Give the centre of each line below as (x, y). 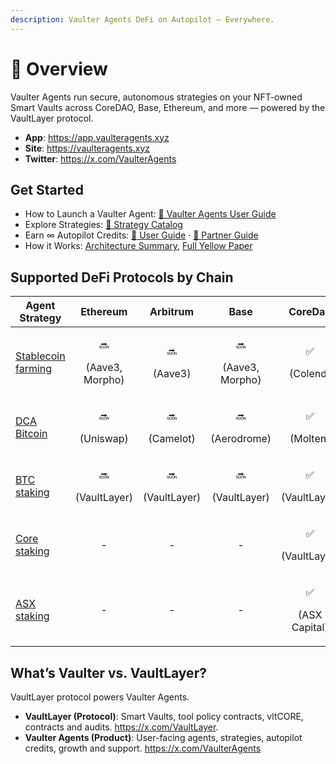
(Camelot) (172, 439)
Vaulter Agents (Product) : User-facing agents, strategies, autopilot (163, 737)
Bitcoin (31, 434)
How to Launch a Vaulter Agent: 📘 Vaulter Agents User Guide (150, 214)
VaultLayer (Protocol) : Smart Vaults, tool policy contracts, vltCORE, (164, 716)
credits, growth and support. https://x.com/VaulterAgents (143, 748)
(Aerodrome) (241, 439)
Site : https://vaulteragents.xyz (87, 148)
